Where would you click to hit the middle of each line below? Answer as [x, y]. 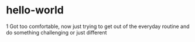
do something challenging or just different [57, 32]
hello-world [35, 10]
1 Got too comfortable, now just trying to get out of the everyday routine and [98, 26]
